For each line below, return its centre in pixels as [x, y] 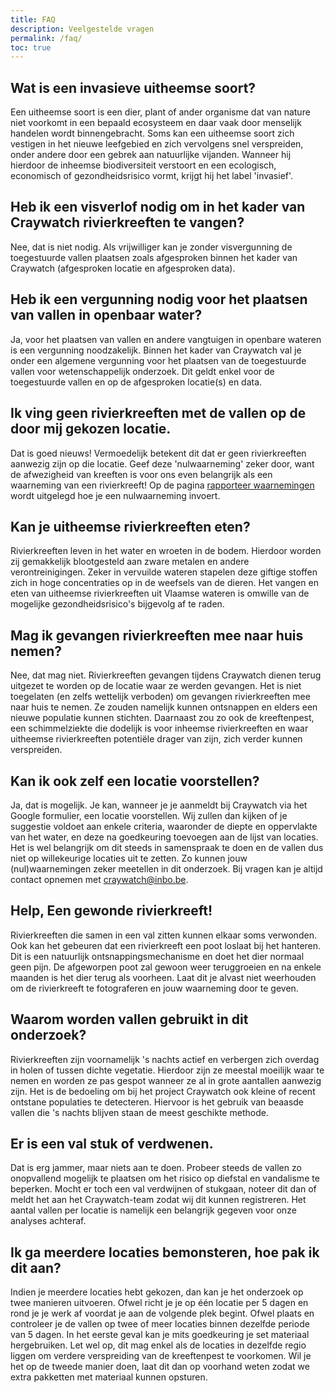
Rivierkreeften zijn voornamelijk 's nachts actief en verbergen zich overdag [165, 1059]
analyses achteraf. [48, 1221]
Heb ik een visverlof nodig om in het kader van [158, 207]
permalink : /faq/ [46, 38]
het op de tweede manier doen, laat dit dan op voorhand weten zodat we [160, 1367]
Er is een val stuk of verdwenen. [112, 1143]
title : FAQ [33, 19]
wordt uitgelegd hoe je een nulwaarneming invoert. [115, 495]
